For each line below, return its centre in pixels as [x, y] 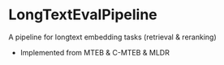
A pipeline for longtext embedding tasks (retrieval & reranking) [112, 37]
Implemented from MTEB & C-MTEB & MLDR [95, 52]
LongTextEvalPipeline [83, 15]
